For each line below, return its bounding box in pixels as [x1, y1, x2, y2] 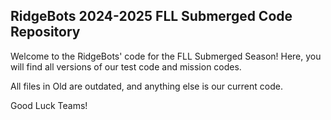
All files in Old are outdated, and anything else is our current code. [10, 80, 283, 92]
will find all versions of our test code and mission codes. [10, 60, 242, 73]
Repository [10, 24, 81, 41]
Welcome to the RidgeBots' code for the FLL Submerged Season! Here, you [10, 50, 322, 62]
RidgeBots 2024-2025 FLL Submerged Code [10, 8, 293, 25]
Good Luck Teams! [10, 99, 88, 111]
